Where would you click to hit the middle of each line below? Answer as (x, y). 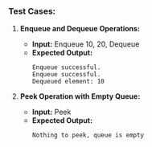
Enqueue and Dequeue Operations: (80, 29)
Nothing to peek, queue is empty (88, 135)
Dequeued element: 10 (68, 82)
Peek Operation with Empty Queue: (80, 96)
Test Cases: (32, 11)
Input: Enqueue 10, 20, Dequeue (86, 44)
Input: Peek (51, 112)
